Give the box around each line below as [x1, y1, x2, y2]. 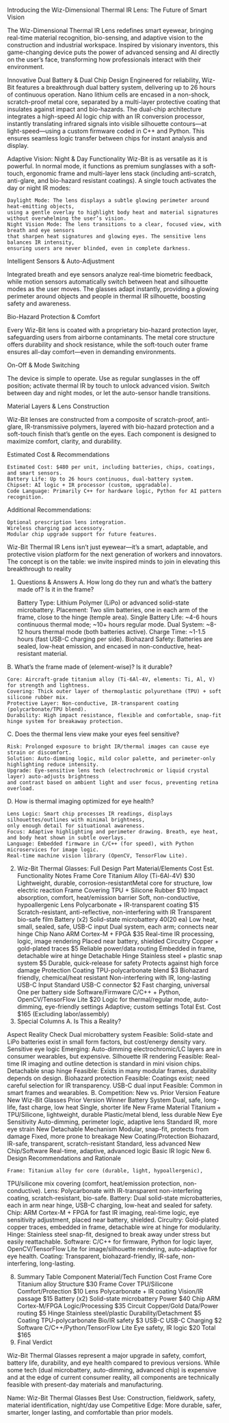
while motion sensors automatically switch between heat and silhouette [7, 277, 208, 286]
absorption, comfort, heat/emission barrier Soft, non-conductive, [16, 894, 200, 901]
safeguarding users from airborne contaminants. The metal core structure [7, 333, 215, 341]
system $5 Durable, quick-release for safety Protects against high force [16, 959, 219, 967]
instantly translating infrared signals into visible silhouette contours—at [7, 120, 207, 127]
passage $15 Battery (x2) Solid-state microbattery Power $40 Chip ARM [16, 1294, 221, 1302]
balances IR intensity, [7, 239, 75, 246]
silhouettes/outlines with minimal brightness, [7, 816, 146, 823]
